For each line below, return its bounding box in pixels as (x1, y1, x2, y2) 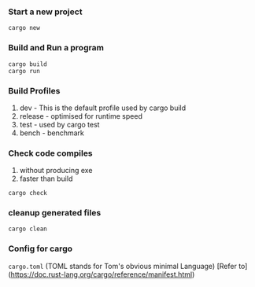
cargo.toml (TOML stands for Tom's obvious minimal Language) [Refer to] (8, 261, 248, 270)
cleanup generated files (8, 208, 102, 219)
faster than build (19, 174, 73, 183)
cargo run (8, 67, 41, 75)
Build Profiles (8, 85, 61, 96)
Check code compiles (8, 148, 93, 159)
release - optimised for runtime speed (19, 111, 143, 120)
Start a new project (8, 6, 83, 17)
